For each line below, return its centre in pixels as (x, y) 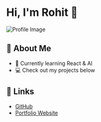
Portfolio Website (37, 113)
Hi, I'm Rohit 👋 (42, 13)
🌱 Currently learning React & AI (54, 63)
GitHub (24, 106)
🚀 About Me (29, 48)
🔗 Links (20, 92)
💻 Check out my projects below (55, 70)
